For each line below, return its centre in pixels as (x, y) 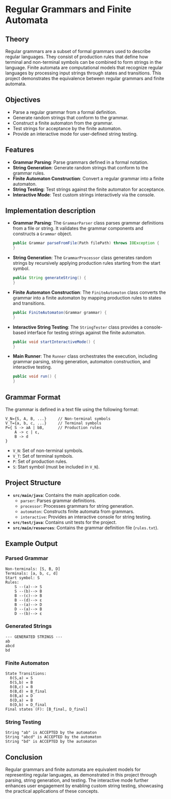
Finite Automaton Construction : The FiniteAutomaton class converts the (89, 292)
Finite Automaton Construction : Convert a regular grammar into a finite (88, 178)
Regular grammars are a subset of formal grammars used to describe (78, 51)
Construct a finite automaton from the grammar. (63, 123)
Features (20, 150)
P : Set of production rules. (40, 461)
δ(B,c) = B (21, 687)
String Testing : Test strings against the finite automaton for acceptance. (89, 189)
